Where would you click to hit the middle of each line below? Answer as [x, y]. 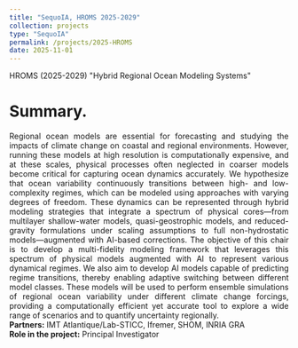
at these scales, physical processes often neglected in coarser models [149, 164]
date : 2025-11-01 [41, 51]
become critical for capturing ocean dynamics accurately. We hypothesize [149, 174]
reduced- [271, 221]
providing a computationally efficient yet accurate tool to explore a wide [149, 306]
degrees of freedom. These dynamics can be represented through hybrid [149, 202]
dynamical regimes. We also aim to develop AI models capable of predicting [149, 268]
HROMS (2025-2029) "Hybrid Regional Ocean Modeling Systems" [130, 75]
